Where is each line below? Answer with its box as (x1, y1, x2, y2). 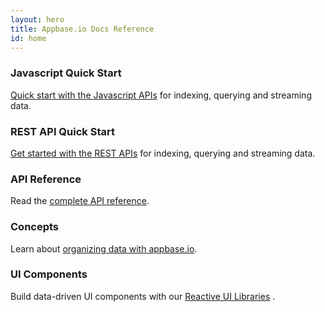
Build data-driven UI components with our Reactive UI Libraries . (10, 290, 276, 302)
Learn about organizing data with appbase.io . (10, 242, 198, 255)
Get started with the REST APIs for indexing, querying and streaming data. (10, 147, 316, 159)
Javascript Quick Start (10, 66, 122, 80)
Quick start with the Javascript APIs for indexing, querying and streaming (10, 89, 312, 101)
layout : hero (10, 14, 65, 25)
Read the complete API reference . (10, 195, 150, 207)
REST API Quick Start (10, 124, 115, 138)
